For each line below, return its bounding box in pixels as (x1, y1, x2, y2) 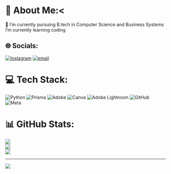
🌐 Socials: (5, 42, 39, 50)
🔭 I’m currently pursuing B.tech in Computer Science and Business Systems (5, 21, 164, 27)
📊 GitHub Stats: (5, 118, 75, 130)
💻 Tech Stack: (5, 74, 68, 85)
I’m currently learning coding (5, 26, 66, 33)
